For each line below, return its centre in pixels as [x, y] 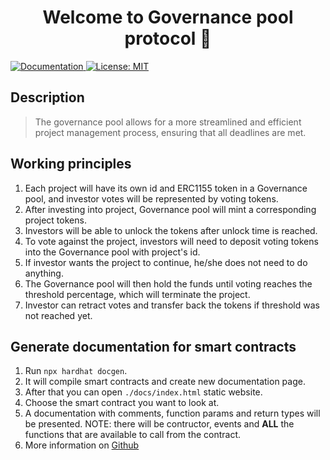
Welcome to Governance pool [168, 17]
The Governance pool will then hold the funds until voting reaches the [168, 283]
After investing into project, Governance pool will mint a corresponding [170, 209]
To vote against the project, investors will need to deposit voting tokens [171, 241]
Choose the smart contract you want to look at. [122, 403]
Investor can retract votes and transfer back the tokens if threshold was [172, 305]
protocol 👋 [168, 38]
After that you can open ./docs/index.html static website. [143, 392]
